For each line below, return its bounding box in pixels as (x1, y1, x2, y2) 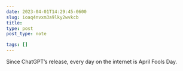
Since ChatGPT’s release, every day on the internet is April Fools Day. (6, 58, 178, 65)
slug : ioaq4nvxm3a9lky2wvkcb (6, 14, 79, 20)
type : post (6, 25, 33, 32)
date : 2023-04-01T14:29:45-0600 (6, 8, 87, 15)
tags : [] (6, 42, 28, 48)
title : (6, 20, 23, 26)
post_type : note (6, 31, 47, 37)
